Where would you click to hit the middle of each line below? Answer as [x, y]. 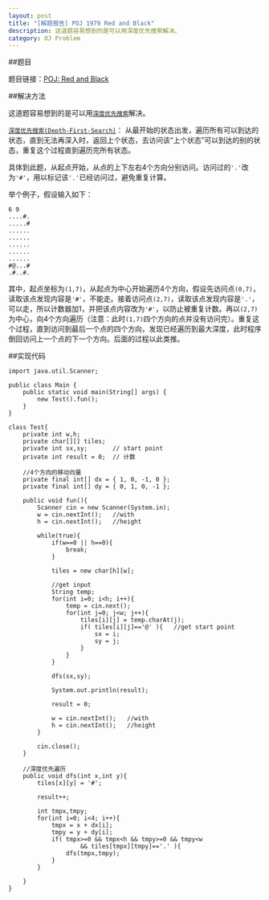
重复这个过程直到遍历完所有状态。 [78, 150]
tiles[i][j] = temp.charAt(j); [132, 620]
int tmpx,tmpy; [63, 812]
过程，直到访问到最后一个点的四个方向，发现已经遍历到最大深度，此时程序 [138, 329]
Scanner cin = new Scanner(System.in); [104, 508]
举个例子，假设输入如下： [51, 194]
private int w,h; [52, 434]
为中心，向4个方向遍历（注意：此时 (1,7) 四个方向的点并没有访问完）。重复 [130, 319]
